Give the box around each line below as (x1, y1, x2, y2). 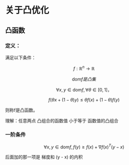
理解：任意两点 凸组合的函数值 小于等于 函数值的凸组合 (5, 117, 118, 123)
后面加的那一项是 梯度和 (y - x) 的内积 (5, 154, 83, 160)
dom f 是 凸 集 (71, 76, 96, 82)
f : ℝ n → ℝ (73, 64, 95, 71)
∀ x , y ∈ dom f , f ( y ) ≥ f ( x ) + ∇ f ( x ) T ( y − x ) (43, 143, 124, 150)
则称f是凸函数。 (5, 107, 38, 113)
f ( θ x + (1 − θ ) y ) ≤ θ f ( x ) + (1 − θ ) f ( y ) (48, 96, 120, 102)
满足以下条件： (5, 54, 36, 60)
